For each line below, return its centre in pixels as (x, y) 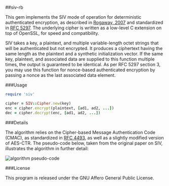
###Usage (16, 85)
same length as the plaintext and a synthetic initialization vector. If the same (84, 54)
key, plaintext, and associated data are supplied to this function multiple (80, 59)
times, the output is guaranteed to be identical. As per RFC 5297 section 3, (83, 64)
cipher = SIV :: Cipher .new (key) (38, 103)
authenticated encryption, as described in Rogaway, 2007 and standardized (84, 22)
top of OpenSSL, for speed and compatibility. (52, 33)
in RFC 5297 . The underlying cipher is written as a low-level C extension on (83, 28)
